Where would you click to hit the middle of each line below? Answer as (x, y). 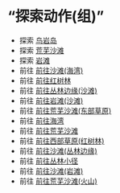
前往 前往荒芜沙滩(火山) (58, 181)
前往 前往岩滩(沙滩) (51, 101)
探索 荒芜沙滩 (41, 50)
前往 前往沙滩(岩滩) (51, 170)
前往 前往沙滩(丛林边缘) (58, 150)
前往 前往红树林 (45, 80)
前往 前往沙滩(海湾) (51, 70)
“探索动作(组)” (56, 16)
